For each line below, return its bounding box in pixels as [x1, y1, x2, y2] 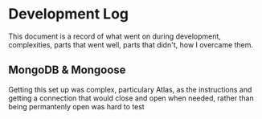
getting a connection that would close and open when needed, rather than [8, 93, 255, 103]
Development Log [8, 5, 129, 23]
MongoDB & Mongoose [8, 64, 126, 77]
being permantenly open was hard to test [8, 101, 145, 111]
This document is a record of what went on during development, [8, 31, 221, 41]
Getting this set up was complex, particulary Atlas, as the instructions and [8, 84, 252, 94]
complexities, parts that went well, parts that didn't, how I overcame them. [8, 39, 254, 49]
